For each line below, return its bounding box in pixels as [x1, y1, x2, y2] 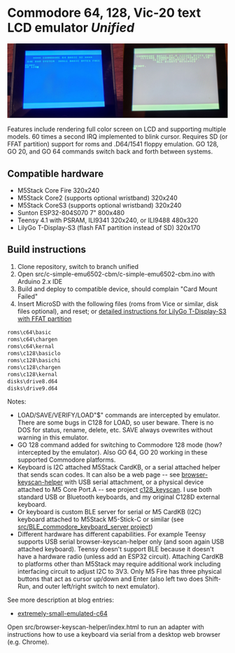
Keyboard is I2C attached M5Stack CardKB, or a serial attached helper [17, 462, 221, 471]
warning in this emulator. [17, 433, 89, 441]
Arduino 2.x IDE [17, 277, 63, 285]
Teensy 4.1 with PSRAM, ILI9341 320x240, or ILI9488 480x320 [17, 216, 199, 225]
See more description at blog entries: [7, 596, 114, 604]
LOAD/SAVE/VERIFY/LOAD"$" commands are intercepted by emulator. [17, 411, 220, 419]
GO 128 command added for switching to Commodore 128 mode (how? [17, 440, 222, 449]
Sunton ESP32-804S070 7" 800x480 [17, 209, 124, 217]
